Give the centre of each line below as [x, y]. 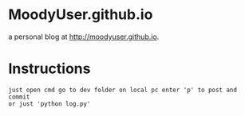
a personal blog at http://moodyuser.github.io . [84, 37]
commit [19, 97]
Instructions [49, 69]
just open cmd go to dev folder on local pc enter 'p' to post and [123, 90]
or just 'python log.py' [49, 104]
